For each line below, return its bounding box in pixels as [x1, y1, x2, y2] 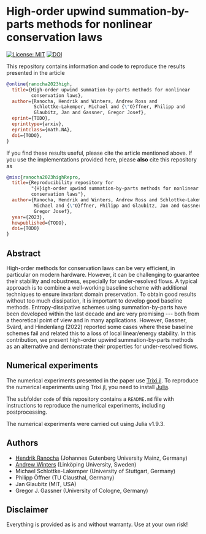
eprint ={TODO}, [12, 115, 51, 122]
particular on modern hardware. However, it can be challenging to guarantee [6, 271, 200, 278]
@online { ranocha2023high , [6, 81, 72, 87]
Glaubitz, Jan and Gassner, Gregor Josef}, [33, 109, 147, 116]
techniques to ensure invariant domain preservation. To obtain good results [6, 290, 196, 298]
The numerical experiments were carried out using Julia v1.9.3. [6, 420, 166, 427]
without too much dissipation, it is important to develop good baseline [6, 297, 183, 304]
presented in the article [6, 69, 66, 76]
